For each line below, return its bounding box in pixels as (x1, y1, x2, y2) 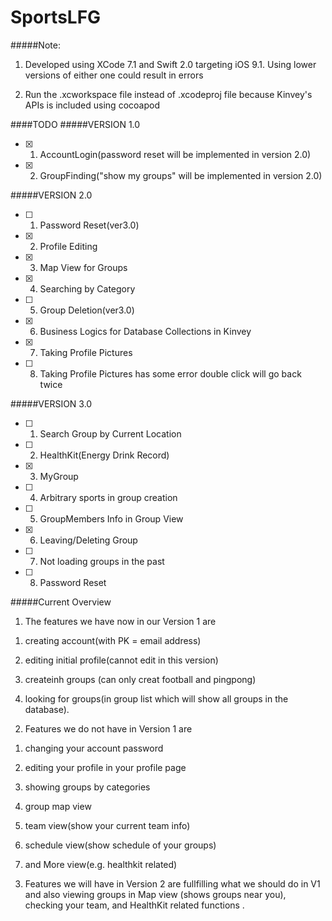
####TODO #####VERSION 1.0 (10, 118, 141, 130)
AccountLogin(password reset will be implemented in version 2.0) (39, 148, 312, 160)
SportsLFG (10, 6, 102, 29)
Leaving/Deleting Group (39, 534, 138, 546)
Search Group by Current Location (39, 427, 182, 440)
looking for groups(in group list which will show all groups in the (24, 692, 289, 705)
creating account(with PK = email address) (24, 634, 202, 646)
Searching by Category (39, 282, 136, 295)
